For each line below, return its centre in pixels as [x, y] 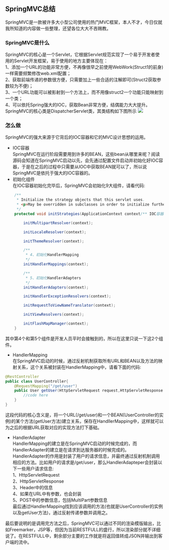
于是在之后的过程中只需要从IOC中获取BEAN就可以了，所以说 [84, 167]
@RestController [22, 377]
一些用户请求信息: [35, 469]
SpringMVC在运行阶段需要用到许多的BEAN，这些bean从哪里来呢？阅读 [86, 154]
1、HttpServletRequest [36, 475]
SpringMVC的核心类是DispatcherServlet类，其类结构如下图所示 [71, 111]
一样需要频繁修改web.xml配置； [38, 73]
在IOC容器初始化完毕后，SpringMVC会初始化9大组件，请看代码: [79, 186]
